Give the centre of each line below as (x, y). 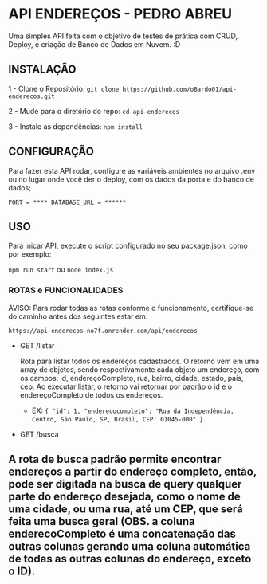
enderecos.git (32, 96)
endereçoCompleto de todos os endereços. (91, 394)
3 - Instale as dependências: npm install (76, 126)
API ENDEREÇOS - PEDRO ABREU (120, 14)
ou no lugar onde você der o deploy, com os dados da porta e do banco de (132, 179)
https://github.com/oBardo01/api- (180, 89)
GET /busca (39, 434)
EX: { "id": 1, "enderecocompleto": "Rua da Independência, (133, 410)
